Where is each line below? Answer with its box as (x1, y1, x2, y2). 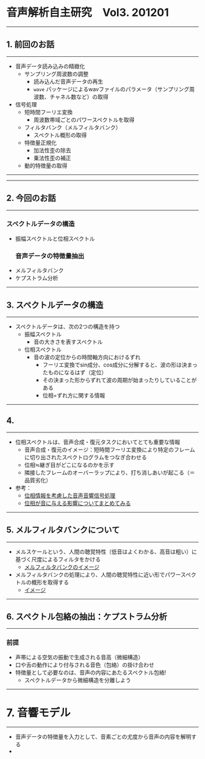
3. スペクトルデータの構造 (6, 300, 104, 310)
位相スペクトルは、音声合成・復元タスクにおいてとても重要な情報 (15, 438, 181, 445)
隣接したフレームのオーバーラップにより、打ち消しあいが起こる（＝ (24, 468, 195, 476)
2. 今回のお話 (6, 193, 56, 204)
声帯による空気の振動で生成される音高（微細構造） (15, 653, 144, 661)
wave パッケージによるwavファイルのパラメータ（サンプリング (33, 85, 190, 92)
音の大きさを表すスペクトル (33, 338, 103, 346)
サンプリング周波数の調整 (24, 70, 89, 77)
